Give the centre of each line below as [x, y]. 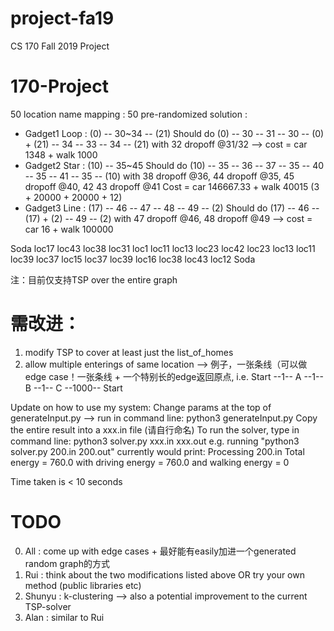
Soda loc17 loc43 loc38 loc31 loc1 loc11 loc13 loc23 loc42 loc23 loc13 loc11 [163, 248]
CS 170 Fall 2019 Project [60, 46]
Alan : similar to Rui [64, 617]
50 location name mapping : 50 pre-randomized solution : [129, 114]
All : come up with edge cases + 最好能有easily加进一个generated [160, 551]
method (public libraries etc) [83, 585]
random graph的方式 [67, 563]
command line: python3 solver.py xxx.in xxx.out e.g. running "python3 [155, 441]
